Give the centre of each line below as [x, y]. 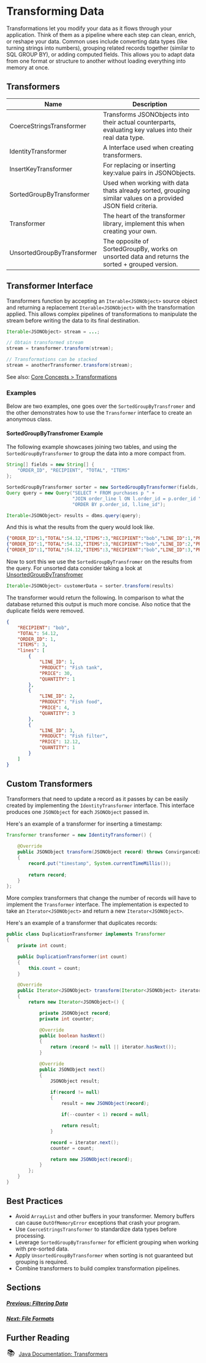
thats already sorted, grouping [147, 190]
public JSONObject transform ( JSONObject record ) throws [90, 852]
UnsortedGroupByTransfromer [45, 575]
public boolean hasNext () [72, 1036]
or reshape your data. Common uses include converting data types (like [97, 41]
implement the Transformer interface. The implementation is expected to [97, 905]
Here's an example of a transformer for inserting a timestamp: [84, 824]
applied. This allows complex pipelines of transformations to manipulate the [102, 314]
